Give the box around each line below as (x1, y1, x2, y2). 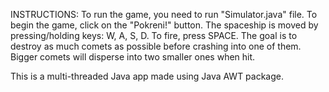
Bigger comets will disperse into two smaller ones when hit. (10, 51, 256, 63)
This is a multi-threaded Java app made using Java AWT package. (10, 70, 285, 82)
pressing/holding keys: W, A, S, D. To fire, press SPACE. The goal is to (10, 30, 298, 41)
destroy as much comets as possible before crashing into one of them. (10, 40, 302, 52)
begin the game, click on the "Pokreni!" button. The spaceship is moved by (10, 19, 319, 31)
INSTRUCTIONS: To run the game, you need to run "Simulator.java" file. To (10, 9, 318, 20)
